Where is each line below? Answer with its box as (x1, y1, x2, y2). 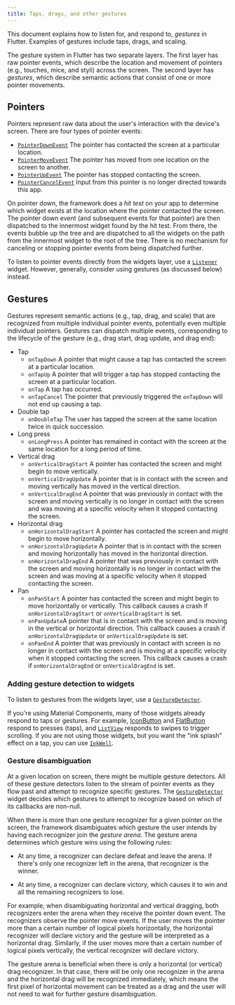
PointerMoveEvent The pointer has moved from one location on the (17, 155, 209, 164)
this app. (17, 186, 43, 194)
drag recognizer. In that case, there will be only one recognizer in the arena (7, 967, 224, 975)
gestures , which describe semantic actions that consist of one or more (7, 73, 212, 82)
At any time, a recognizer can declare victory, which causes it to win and (17, 880, 228, 888)
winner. (17, 866, 39, 875)
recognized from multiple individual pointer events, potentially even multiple (7, 319, 227, 328)
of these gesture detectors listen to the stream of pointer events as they (7, 779, 215, 788)
